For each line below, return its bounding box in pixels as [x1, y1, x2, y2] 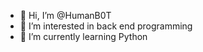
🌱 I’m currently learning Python [19, 31, 148, 42]
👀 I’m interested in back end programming [19, 20, 193, 32]
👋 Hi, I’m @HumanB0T [19, 10, 112, 21]
